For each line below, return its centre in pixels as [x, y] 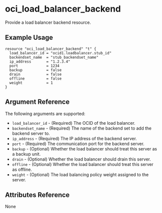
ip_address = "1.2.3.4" [40, 62]
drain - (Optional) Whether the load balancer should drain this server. [81, 159]
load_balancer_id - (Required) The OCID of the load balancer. [74, 123]
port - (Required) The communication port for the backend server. [78, 144]
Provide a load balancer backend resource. [48, 22]
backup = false [36, 70]
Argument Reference [37, 102]
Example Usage [29, 38]
